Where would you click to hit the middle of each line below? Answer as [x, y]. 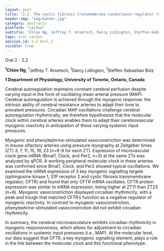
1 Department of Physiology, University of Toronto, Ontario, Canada [75, 80]
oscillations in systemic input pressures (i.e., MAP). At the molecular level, [79, 233]
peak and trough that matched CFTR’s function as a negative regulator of [79, 197]
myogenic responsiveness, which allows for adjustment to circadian [73, 228]
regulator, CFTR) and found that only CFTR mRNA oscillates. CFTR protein [79, 182]
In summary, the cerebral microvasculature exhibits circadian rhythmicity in [81, 223]
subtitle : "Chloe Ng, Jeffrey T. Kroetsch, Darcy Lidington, [69, 32]
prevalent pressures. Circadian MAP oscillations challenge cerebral [72, 110]
